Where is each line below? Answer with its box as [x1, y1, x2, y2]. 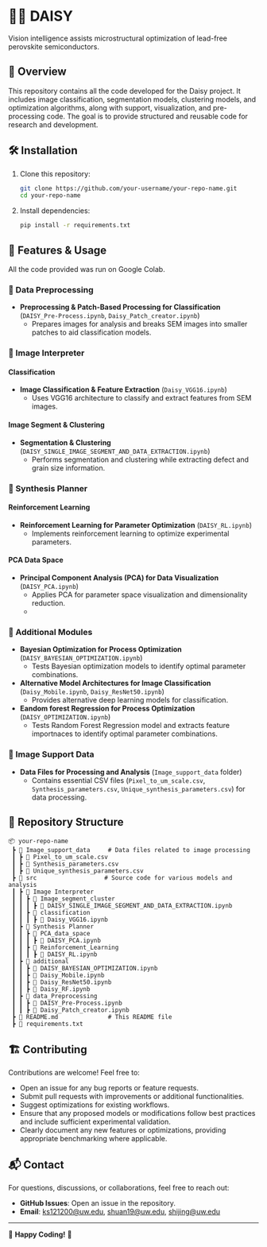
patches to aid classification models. [31, 327, 152, 337]
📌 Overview [8, 65, 67, 79]
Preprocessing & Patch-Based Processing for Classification [19, 302, 221, 312]
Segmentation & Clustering [19, 437, 111, 447]
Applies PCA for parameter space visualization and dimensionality [31, 590, 248, 599]
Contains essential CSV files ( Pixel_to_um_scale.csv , [31, 775, 206, 785]
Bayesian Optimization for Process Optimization [19, 645, 182, 654]
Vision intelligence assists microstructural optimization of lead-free [8, 33, 228, 43]
